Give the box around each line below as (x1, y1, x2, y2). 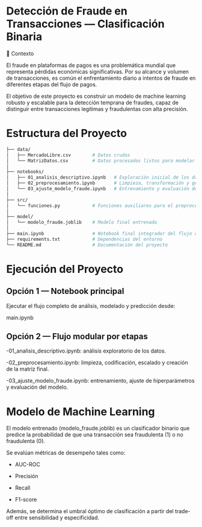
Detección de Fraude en (6, 4, 127, 18)
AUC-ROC (14, 461, 41, 468)
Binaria (6, 30, 43, 43)
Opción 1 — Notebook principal (6, 286, 124, 296)
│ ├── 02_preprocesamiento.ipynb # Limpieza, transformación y (6, 180, 189, 187)
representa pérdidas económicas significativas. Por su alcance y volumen (6, 68, 189, 75)
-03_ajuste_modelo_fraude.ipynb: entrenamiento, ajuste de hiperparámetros (6, 377, 195, 385)
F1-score (14, 496, 37, 503)
